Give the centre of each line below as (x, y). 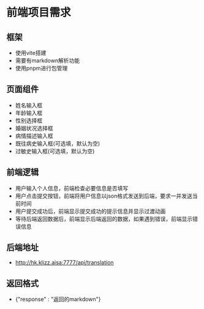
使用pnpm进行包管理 (41, 68)
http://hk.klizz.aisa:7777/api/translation (65, 262)
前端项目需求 (39, 13)
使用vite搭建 (31, 53)
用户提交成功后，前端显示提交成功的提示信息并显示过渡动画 (90, 211)
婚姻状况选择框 (34, 128)
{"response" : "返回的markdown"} (58, 299)
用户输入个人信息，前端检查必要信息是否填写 (72, 188)
